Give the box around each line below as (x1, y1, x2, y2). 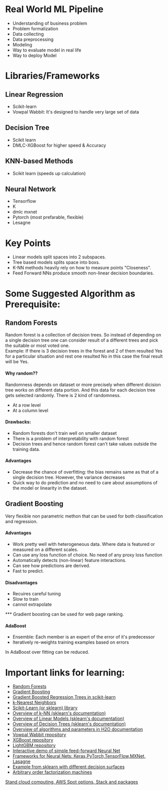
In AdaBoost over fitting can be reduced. (5, 649, 90, 655)
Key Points (5, 237, 51, 249)
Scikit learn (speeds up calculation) (12, 170, 86, 176)
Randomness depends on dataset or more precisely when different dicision (5, 381, 161, 387)
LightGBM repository (12, 743, 56, 749)
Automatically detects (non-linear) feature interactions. (12, 557, 127, 563)
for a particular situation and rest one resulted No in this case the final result (5, 353, 163, 359)
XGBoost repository (12, 737, 54, 743)
